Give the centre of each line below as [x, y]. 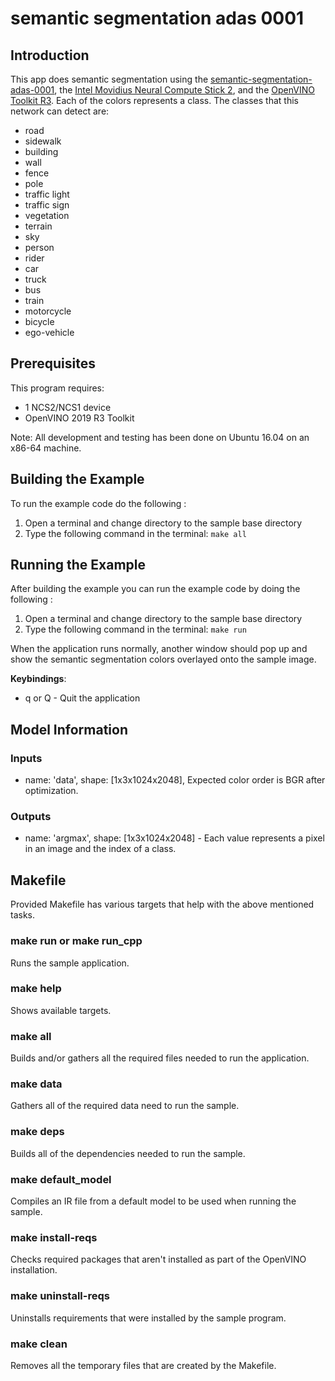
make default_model [61, 1179]
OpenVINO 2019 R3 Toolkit [79, 418]
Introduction [50, 55]
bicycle [39, 321]
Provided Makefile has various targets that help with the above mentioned [162, 904]
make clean [39, 1344]
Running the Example [78, 565]
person [39, 247]
